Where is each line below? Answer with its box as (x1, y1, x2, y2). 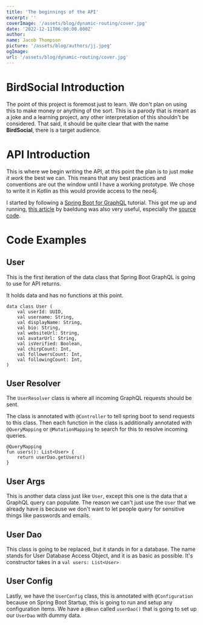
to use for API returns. (6, 280, 62, 287)
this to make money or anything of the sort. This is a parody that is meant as (6, 107, 196, 114)
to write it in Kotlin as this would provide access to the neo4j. (6, 187, 158, 195)
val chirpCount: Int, (17, 346, 72, 352)
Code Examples (6, 233, 87, 247)
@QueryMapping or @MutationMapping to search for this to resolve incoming (6, 426, 188, 433)
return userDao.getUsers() (17, 454, 85, 461)
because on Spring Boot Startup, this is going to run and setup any (6, 598, 173, 606)
